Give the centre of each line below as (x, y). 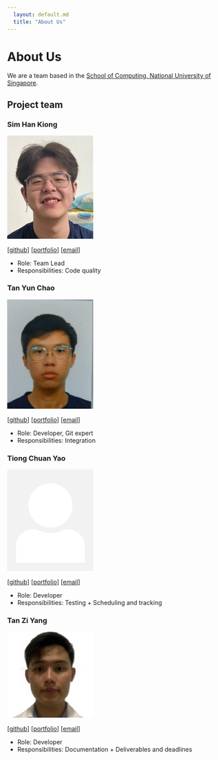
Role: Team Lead (41, 263)
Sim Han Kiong (32, 124)
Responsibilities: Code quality (59, 270)
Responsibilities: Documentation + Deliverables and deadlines (105, 750)
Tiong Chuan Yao (36, 458)
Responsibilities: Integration (56, 440)
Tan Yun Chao (31, 288)
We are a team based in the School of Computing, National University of (109, 76)
